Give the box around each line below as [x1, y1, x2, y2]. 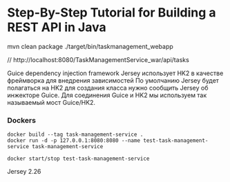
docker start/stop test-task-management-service [7, 155, 150, 163]
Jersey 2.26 [7, 168, 41, 176]
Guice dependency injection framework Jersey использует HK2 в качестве [7, 69, 224, 77]
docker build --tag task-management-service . [7, 131, 144, 139]
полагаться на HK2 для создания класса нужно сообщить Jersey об [7, 83, 209, 92]
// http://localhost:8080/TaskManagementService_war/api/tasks [7, 55, 190, 63]
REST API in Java [7, 19, 106, 35]
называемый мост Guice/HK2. [7, 98, 95, 106]
